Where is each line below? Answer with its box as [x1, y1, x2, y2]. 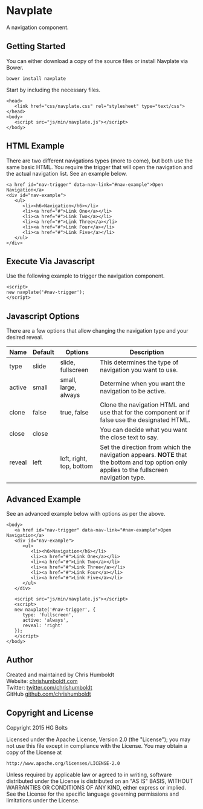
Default [32, 348, 54, 356]
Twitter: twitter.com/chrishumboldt [6, 684, 92, 691]
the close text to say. [100, 433, 159, 442]
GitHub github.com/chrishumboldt [6, 690, 92, 697]
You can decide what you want [100, 425, 187, 434]
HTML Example [6, 141, 65, 151]
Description [129, 348, 164, 356]
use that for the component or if [100, 408, 190, 417]
